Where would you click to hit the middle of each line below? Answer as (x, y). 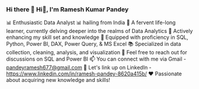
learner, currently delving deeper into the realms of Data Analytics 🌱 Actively (99, 31)
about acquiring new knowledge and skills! (58, 80)
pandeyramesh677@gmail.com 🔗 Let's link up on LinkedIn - (79, 68)
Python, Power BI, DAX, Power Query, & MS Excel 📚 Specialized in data (94, 44)
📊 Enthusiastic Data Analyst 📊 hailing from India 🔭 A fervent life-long (91, 22)
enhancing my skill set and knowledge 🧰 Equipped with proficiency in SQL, (97, 37)
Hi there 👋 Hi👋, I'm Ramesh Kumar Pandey (68, 9)
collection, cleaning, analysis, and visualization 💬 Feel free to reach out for (97, 52)
